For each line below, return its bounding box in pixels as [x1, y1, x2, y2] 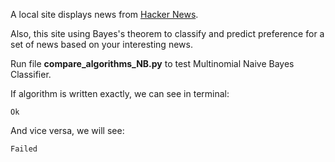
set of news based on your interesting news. [10, 39, 193, 50]
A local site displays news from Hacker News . [10, 9, 199, 20]
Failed [10, 144, 38, 154]
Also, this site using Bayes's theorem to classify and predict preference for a [10, 28, 325, 39]
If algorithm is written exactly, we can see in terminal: [10, 88, 230, 99]
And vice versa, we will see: [10, 125, 125, 136]
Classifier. [10, 69, 52, 80]
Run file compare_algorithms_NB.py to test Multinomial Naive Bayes [10, 58, 295, 69]
